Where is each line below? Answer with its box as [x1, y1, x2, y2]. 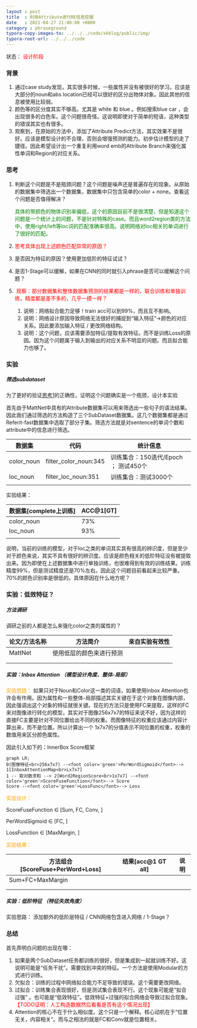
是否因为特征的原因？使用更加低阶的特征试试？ [14, 254, 128, 262]
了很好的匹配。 [14, 230, 51, 237]
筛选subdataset [6, 376, 46, 383]
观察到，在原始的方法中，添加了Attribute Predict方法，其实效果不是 [14, 128, 178, 135]
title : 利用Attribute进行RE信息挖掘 [6, 14, 94, 20]
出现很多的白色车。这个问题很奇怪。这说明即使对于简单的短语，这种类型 [14, 113, 189, 120]
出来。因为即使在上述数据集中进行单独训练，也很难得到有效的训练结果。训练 [6, 560, 191, 567]
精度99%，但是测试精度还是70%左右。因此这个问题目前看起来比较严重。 [6, 567, 183, 574]
